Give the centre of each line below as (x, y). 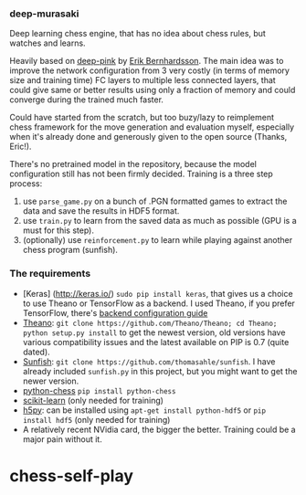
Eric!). (21, 147)
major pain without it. (62, 439)
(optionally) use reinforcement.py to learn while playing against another (158, 240)
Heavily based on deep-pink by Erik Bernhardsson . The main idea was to (147, 61)
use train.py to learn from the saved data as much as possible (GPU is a (159, 221)
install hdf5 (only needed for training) (96, 419)
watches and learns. (47, 43)
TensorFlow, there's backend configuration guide (115, 312)
